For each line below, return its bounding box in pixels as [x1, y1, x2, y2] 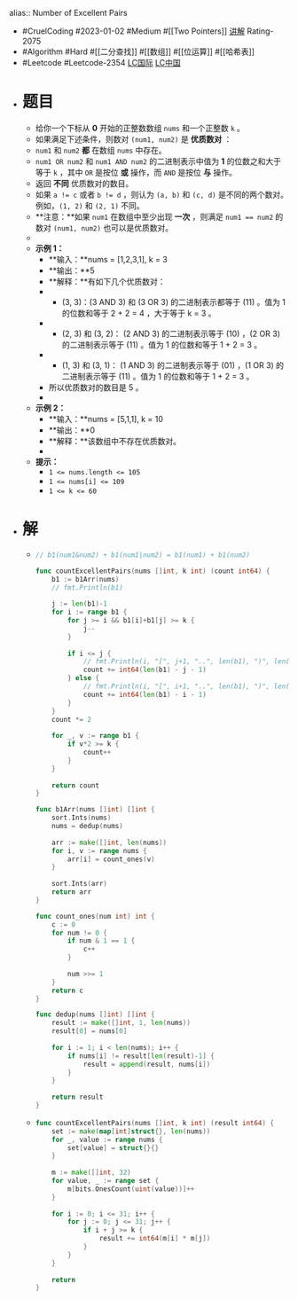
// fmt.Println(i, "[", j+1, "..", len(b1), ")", [82, 657, 271, 666]
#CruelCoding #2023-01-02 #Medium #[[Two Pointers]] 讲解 [21, 26, 246, 36]
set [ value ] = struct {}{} [67, 1143, 160, 1152]
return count [51, 780, 100, 790]
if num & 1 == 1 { [67, 936, 136, 945]
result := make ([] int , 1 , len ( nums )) [51, 1019, 191, 1028]
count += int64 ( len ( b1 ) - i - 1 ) [82, 690, 207, 699]
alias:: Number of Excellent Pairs [9, 8, 128, 18]
